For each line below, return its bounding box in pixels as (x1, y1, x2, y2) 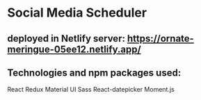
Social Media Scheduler (7, 5, 147, 21)
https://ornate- (127, 33, 195, 44)
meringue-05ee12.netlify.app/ (7, 43, 141, 55)
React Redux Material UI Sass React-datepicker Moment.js (7, 85, 175, 94)
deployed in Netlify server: (7, 33, 125, 44)
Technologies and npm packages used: (7, 67, 182, 78)
